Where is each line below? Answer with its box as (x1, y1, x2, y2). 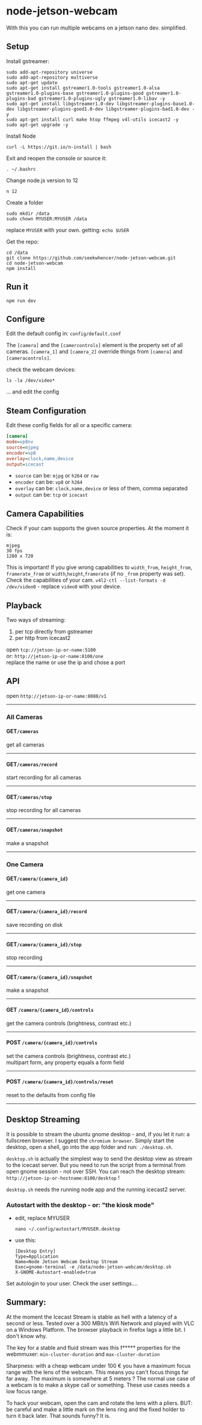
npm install (6, 265, 36, 271)
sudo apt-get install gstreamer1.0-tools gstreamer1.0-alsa (6, 85, 161, 91)
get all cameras (6, 741, 44, 748)
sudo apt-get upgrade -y (6, 122, 69, 128)
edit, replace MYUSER (14, 1214, 70, 1222)
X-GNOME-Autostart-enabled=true (14, 1269, 96, 1276)
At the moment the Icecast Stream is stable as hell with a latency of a (6, 1313, 177, 1320)
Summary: (6, 1297, 46, 1308)
